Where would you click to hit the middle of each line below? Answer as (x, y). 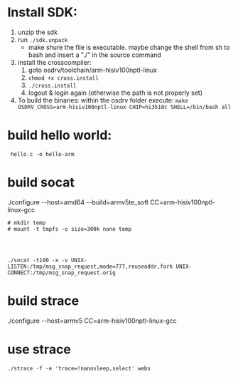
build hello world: (60, 135)
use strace (39, 349)
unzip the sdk (38, 32)
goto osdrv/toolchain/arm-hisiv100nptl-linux (93, 70)
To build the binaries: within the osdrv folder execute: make (103, 100)
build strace (43, 301)
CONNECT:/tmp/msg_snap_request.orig (61, 272)
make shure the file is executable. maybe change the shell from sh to (129, 47)
